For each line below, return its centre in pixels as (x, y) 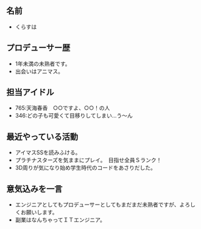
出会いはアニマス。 (39, 71)
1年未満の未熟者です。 (43, 63)
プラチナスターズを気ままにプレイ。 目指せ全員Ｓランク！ (88, 160)
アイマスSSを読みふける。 (48, 153)
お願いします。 (39, 213)
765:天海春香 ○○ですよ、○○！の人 (62, 108)
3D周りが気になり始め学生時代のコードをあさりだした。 (86, 168)
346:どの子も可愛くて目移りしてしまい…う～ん (74, 116)
